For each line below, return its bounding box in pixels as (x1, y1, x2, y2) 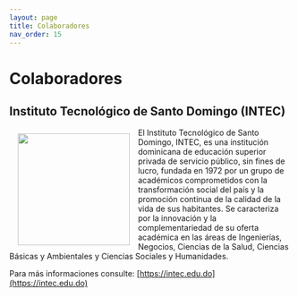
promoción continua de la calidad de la (138, 194, 282, 205)
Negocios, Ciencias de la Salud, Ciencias (138, 242, 289, 252)
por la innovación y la (138, 213, 217, 224)
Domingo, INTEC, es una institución (138, 137, 269, 148)
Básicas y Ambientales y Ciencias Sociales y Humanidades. (9, 251, 229, 262)
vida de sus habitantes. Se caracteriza (138, 203, 279, 215)
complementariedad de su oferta (138, 223, 260, 233)
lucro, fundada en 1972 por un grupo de (138, 165, 285, 176)
